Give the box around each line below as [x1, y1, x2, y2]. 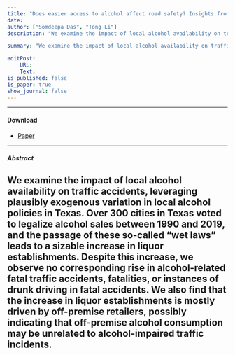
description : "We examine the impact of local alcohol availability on [7, 29, 220, 37]
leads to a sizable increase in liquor [7, 239, 164, 252]
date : [7, 17, 23, 24]
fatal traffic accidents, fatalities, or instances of [7, 272, 219, 284]
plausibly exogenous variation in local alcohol [7, 196, 211, 208]
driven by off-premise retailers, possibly [7, 305, 187, 317]
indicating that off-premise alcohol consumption [7, 316, 224, 328]
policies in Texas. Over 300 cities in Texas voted [7, 207, 222, 219]
